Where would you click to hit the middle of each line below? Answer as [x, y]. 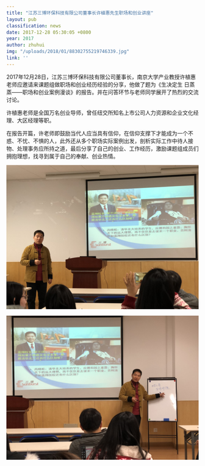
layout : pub [21, 19]
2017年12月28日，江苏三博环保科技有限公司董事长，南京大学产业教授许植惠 [101, 77]
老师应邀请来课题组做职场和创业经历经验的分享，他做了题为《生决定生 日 [98, 84]
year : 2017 [20, 39]
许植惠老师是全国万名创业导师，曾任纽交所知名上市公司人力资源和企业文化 [100, 112]
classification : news [34, 26]
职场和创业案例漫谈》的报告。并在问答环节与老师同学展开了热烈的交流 [110, 92]
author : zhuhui [26, 45]
